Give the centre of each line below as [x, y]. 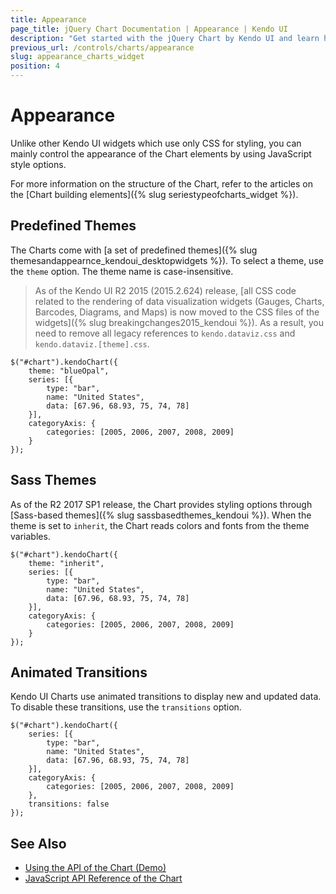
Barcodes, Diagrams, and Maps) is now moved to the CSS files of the [177, 312]
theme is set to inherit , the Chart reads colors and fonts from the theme [160, 525]
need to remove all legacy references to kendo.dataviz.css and [165, 333]
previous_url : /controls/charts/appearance [102, 47]
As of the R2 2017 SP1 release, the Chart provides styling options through [161, 504]
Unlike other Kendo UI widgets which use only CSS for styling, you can [156, 143]
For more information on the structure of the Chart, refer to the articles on [162, 183]
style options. [38, 164]
